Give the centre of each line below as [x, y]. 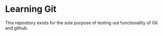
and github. [17, 28]
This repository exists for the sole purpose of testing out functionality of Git [81, 23]
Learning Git [31, 9]
